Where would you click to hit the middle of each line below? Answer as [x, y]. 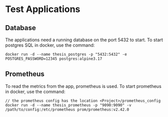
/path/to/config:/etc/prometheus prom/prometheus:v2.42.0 [67, 109]
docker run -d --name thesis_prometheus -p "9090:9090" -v [68, 105]
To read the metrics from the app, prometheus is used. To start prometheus [83, 86]
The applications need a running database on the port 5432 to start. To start [84, 40]
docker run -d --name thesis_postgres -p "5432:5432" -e [66, 54]
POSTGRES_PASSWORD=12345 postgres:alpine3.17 [54, 59]
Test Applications [43, 9]
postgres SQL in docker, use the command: [50, 45]
